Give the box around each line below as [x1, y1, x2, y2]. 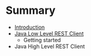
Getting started [23, 36, 61, 43]
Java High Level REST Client [14, 43, 85, 50]
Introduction [14, 23, 45, 31]
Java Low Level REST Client [14, 30, 84, 37]
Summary [5, 4, 55, 17]
